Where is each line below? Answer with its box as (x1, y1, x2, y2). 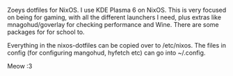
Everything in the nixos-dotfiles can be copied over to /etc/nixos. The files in (7, 41, 226, 49)
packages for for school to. (7, 28, 85, 36)
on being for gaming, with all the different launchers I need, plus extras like (7, 13, 221, 21)
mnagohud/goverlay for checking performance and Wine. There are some (7, 21, 219, 28)
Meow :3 (7, 62, 33, 70)
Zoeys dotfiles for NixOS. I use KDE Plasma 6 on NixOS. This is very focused (7, 6, 227, 14)
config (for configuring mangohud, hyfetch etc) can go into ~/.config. (7, 48, 206, 57)
